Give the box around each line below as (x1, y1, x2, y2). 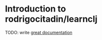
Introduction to (5, 3, 66, 14)
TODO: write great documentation (5, 29, 73, 35)
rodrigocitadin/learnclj (5, 13, 98, 25)
